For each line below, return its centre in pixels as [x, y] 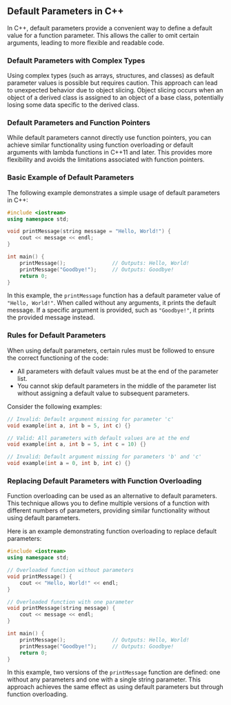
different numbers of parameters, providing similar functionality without [109, 510]
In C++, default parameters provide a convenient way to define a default [110, 28]
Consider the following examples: [54, 406]
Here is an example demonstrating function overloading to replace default [112, 531]
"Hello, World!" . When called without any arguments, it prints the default [112, 303]
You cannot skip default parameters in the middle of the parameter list [117, 386]
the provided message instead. [51, 317]
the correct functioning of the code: [58, 357]
